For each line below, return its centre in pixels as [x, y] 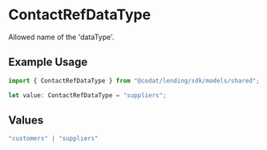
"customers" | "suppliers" [53, 139]
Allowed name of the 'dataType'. [61, 37]
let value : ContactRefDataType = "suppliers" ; [87, 95]
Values [26, 120]
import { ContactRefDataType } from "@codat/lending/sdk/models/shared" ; [134, 81]
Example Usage [48, 62]
